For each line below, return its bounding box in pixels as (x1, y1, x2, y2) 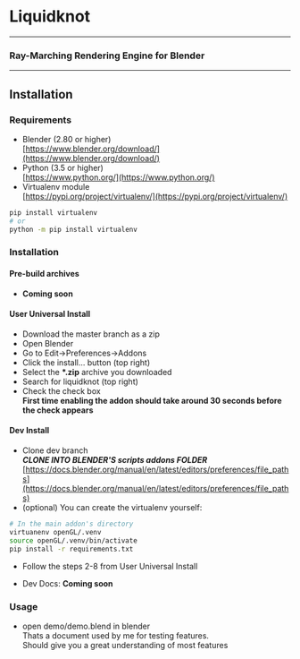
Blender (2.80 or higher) (21, 133, 112, 144)
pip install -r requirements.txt (9, 544, 134, 553)
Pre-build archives (9, 269, 80, 279)
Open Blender (21, 338, 74, 348)
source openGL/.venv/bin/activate (9, 535, 138, 545)
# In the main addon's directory (9, 519, 134, 529)
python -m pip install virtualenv (9, 225, 138, 234)
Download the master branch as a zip (21, 329, 161, 339)
